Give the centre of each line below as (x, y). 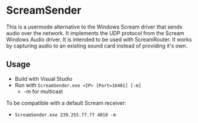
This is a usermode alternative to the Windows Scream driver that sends (94, 27)
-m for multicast (43, 91)
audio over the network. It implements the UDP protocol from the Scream (95, 33)
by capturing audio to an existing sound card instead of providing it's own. (97, 46)
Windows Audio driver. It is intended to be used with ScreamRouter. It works (99, 39)
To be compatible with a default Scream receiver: (66, 103)
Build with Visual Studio (44, 78)
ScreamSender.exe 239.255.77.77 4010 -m (65, 115)
